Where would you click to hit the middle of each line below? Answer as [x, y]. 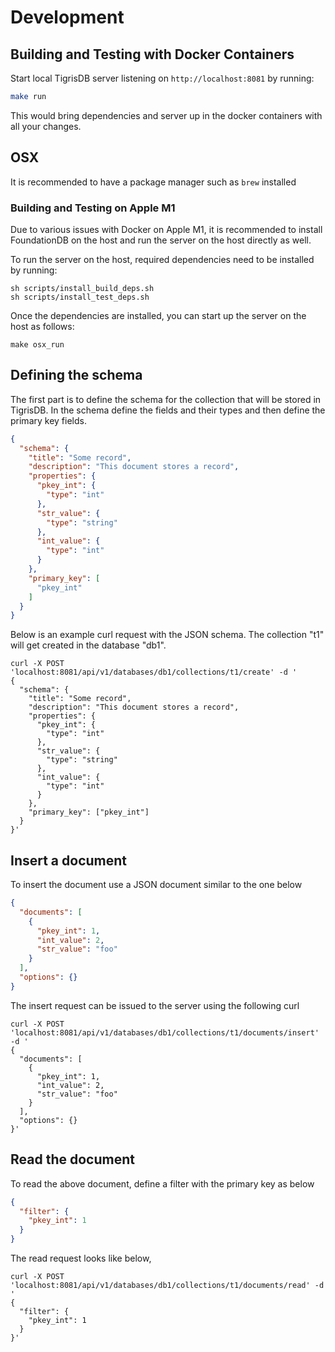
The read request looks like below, [81, 1258]
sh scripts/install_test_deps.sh [80, 297]
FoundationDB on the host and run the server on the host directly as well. [161, 240]
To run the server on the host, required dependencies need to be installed [162, 259]
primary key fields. [48, 420]
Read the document [72, 1159]
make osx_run [37, 344]
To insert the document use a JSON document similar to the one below [156, 885]
